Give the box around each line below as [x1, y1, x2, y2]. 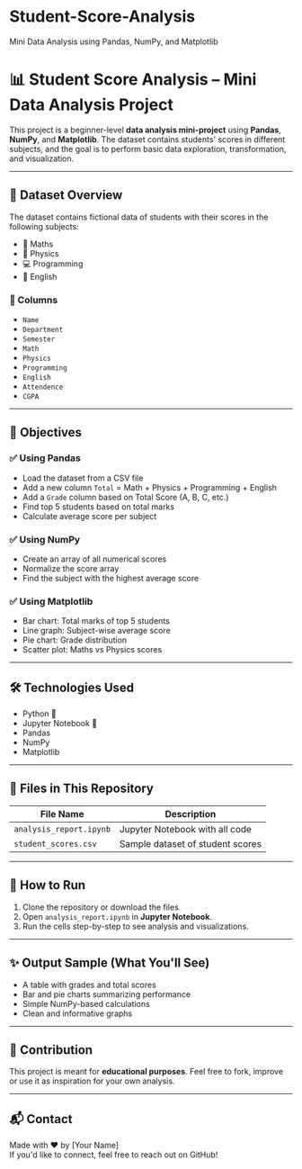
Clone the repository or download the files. [22, 902, 182, 913]
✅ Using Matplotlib [9, 595, 93, 607]
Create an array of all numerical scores [22, 553, 167, 564]
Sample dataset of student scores [119, 837, 262, 850]
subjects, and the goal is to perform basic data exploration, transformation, [9, 143, 287, 154]
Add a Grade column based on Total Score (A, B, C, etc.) [22, 491, 229, 502]
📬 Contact [9, 1111, 73, 1127]
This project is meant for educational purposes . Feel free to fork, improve [9, 1066, 284, 1077]
